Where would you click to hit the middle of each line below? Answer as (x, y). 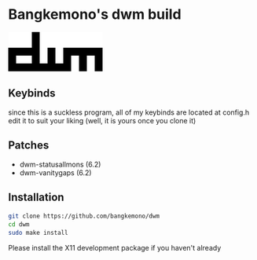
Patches (29, 146)
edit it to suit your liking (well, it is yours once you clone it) (102, 120)
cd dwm (19, 225)
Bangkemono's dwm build (95, 15)
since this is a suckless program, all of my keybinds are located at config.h (129, 112)
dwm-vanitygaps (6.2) (55, 172)
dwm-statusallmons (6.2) (60, 164)
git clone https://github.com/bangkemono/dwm (84, 216)
